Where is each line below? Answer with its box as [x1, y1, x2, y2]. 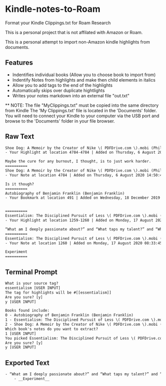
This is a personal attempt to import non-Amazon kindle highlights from [5, 39, 150, 45]
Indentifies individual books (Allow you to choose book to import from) [12, 72, 156, 78]
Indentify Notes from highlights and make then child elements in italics [12, 77, 156, 83]
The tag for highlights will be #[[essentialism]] [5, 290, 112, 295]
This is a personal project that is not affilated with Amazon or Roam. [5, 29, 143, 35]
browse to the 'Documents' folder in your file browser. [5, 118, 115, 124]
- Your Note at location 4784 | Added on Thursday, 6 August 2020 [5, 172, 145, 177]
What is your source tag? [5, 281, 58, 286]
